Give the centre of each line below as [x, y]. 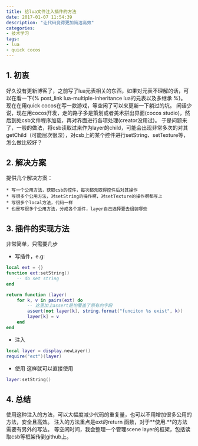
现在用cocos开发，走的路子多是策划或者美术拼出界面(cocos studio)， [101, 113]
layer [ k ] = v [43, 317]
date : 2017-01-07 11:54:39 [39, 17]
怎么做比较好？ [24, 142]
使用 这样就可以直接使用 [44, 368]
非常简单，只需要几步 [32, 244]
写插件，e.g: [30, 257]
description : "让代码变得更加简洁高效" [50, 22]
